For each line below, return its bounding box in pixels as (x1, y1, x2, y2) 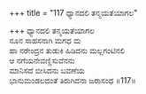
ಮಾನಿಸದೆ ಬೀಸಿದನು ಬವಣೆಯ (9, 66, 86, 75)
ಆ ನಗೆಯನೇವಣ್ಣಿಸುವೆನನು (9, 55, 75, 66)
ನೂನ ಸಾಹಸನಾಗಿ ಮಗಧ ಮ (9, 35, 81, 45)
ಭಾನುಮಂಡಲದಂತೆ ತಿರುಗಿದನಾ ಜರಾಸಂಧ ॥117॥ (9, 75, 136, 85)
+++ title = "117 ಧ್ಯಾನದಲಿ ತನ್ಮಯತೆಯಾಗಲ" (9, 8, 138, 18)
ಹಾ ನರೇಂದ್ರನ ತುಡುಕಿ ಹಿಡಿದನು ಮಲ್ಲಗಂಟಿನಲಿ (9, 45, 126, 56)
